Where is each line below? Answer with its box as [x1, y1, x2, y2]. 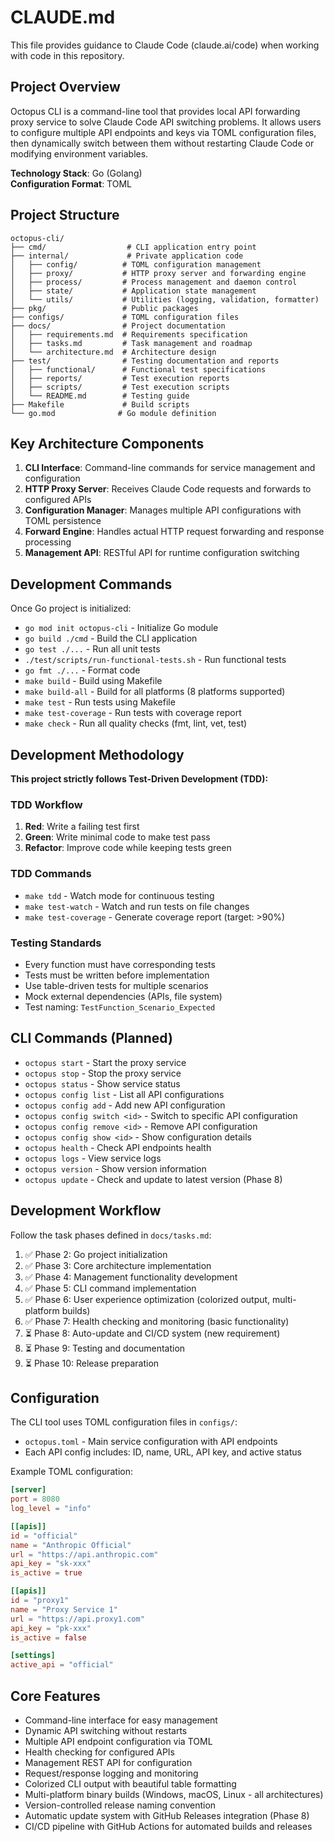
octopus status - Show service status [24, 1077, 181, 1090]
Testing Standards [10, 936, 102, 950]
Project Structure [10, 207, 120, 224]
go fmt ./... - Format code [24, 664, 141, 676]
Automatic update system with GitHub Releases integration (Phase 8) [24, 1810, 310, 1822]
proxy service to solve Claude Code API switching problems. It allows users [10, 116, 322, 128]
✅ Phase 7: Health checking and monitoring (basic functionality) [24, 1315, 290, 1327]
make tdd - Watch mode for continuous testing [24, 889, 215, 901]
